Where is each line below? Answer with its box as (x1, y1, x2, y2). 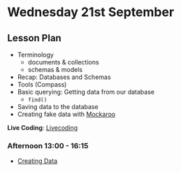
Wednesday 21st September (7, 4, 175, 20)
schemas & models (27, 66, 83, 73)
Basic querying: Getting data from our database (17, 88, 155, 96)
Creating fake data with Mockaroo (17, 110, 116, 118)
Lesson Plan (7, 32, 61, 44)
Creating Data (17, 157, 58, 165)
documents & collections (27, 58, 99, 66)
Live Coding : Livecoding (7, 124, 78, 131)
